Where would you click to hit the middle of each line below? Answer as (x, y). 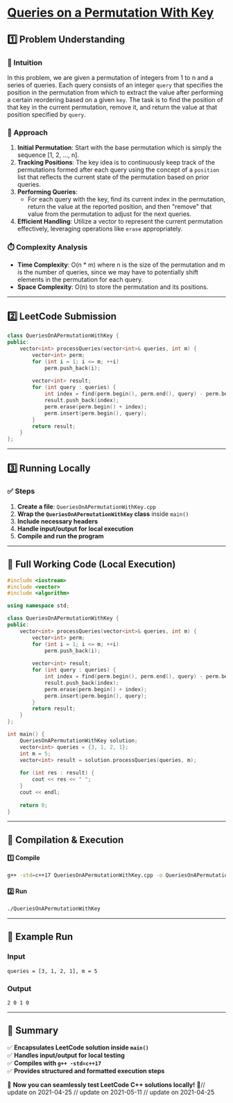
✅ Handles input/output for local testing (66, 1055)
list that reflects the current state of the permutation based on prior (113, 177)
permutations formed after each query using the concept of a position (118, 170)
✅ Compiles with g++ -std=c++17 (54, 1063)
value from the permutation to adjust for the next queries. (110, 214)
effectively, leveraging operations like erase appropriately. (100, 229)
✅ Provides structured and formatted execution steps (86, 1070)
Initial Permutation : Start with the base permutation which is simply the (119, 148)
